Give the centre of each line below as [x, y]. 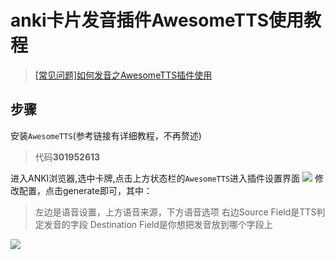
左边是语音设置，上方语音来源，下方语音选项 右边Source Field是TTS [175, 212]
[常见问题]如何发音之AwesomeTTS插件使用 [123, 75]
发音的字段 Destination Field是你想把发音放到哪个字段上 [158, 224]
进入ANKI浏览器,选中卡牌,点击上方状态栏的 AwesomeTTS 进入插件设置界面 [155, 178]
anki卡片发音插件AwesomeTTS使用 [157, 20]
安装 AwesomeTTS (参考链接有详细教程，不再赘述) [106, 135]
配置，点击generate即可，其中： [85, 190]
